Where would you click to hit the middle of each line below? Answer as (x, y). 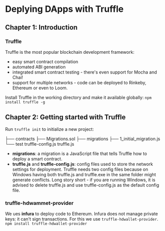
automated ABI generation (39, 67)
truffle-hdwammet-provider (40, 203)
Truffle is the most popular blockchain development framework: (70, 52)
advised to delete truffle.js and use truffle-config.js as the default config (86, 185)
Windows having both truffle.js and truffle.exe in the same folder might (84, 174)
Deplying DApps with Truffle (64, 9)
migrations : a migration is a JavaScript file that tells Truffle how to (80, 154)
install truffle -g (25, 102)
